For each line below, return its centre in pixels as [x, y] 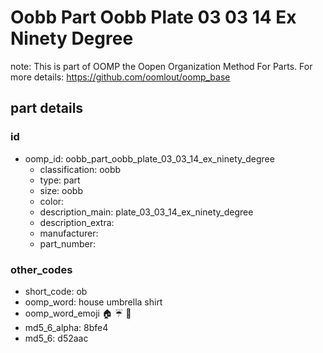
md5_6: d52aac [56, 338]
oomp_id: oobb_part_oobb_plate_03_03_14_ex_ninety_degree [149, 158]
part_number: [67, 243]
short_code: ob [56, 291]
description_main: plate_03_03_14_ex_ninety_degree [146, 212]
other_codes [41, 269]
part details [47, 108]
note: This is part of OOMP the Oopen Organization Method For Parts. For [161, 66]
